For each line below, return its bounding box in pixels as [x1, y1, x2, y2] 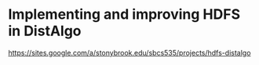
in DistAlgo [8, 22, 82, 40]
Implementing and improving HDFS [8, 5, 241, 23]
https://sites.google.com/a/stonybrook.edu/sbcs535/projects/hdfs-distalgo [8, 48, 251, 57]
